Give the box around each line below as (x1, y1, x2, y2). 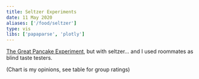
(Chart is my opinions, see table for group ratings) (6, 66, 130, 73)
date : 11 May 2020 (6, 14, 52, 21)
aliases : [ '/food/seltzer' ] (6, 20, 77, 26)
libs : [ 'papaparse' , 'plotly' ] (6, 31, 85, 37)
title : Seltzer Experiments (6, 8, 77, 15)
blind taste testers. (6, 54, 52, 62)
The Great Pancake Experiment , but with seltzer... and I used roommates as (6, 48, 194, 55)
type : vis (6, 25, 31, 32)
